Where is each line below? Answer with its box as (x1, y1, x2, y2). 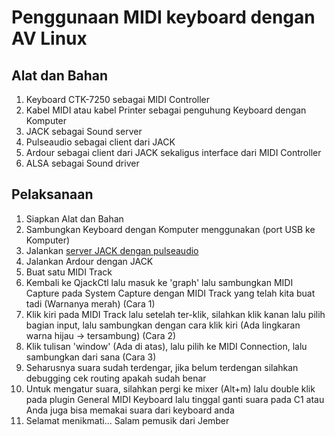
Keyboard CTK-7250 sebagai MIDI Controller (25, 94, 211, 105)
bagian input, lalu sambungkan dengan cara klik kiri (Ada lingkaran (25, 319, 301, 331)
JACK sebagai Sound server (25, 126, 143, 137)
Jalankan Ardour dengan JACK (25, 255, 154, 267)
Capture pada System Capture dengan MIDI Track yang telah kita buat (25, 287, 316, 299)
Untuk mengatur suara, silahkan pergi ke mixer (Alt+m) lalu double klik (25, 382, 316, 395)
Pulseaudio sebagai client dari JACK (25, 136, 176, 148)
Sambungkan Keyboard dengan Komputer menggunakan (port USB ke (25, 223, 316, 235)
